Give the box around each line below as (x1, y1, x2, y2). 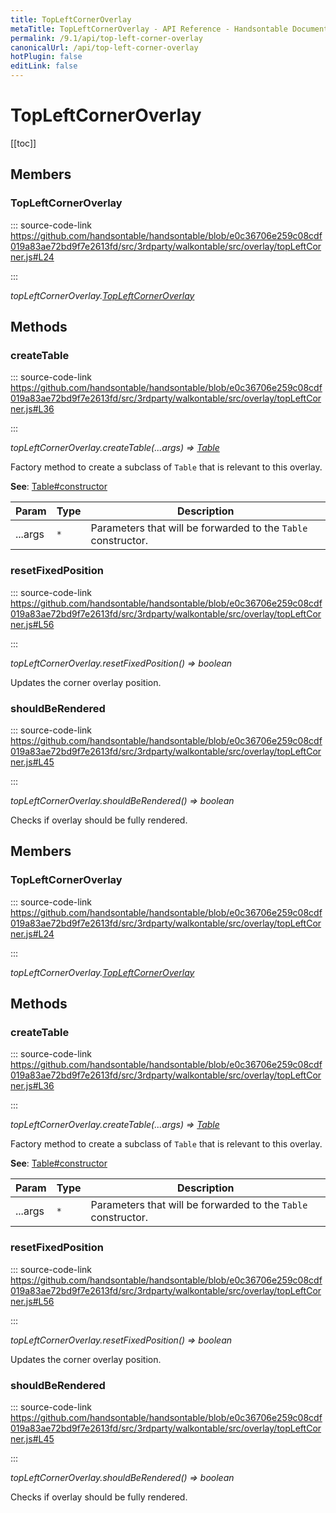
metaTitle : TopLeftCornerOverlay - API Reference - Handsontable (10, 24, 288, 34)
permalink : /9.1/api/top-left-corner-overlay (10, 33, 203, 43)
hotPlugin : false (10, 52, 83, 62)
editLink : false (10, 61, 78, 71)
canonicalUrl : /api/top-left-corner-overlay (10, 42, 199, 53)
